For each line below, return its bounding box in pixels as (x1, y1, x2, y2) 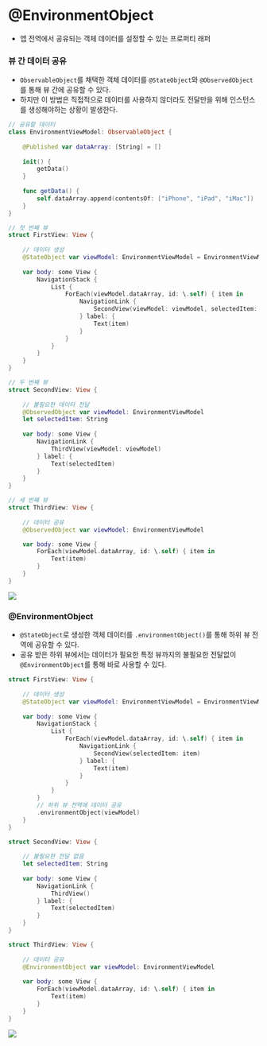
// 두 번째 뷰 (8, 378, 48, 387)
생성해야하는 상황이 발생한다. (28, 105, 118, 114)
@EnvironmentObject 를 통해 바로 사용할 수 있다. (19, 660, 167, 669)
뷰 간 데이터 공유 (8, 55, 67, 66)
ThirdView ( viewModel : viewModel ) (50, 444, 161, 453)
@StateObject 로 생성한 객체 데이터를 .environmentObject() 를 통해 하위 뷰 (19, 630, 250, 640)
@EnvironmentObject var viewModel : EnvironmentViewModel (22, 963, 215, 971)
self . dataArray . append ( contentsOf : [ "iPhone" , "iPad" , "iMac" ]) (37, 194, 254, 203)
